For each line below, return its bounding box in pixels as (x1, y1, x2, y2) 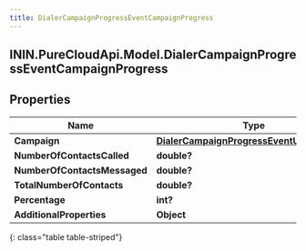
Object (156, 208, 187, 221)
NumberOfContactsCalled (14, 149, 129, 162)
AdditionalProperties (14, 208, 107, 221)
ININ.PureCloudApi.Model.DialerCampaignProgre (9, 47, 297, 63)
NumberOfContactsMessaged (14, 164, 148, 176)
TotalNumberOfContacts (14, 178, 124, 191)
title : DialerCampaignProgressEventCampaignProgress (9, 13, 214, 23)
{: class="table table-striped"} (9, 231, 123, 242)
